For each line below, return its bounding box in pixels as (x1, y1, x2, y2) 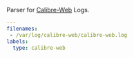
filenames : (6, 25, 38, 32)
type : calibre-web (12, 44, 66, 51)
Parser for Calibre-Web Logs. (6, 6, 90, 14)
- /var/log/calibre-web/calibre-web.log (9, 31, 128, 38)
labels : (6, 38, 29, 45)
